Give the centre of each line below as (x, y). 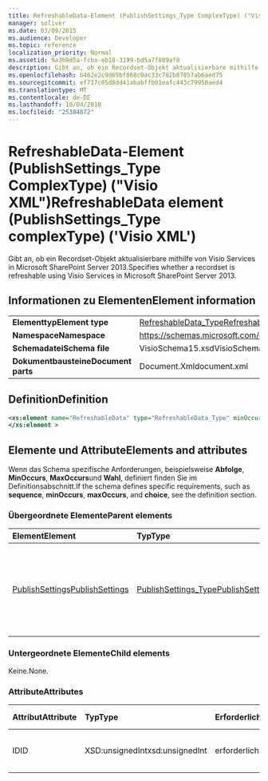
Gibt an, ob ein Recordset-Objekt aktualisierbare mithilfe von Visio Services (132, 258)
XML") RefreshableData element (116, 202)
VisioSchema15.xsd (177, 348)
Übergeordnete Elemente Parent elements (91, 516)
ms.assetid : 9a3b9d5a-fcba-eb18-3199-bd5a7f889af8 (94, 61)
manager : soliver (37, 23)
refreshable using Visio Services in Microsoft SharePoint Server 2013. (122, 276)
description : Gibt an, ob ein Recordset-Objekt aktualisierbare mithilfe (134, 68)
